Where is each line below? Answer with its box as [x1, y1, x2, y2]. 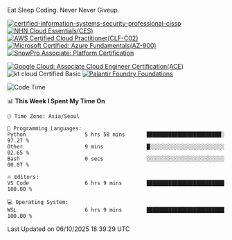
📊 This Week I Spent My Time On [7, 97, 105, 105]
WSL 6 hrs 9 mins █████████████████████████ [7, 207, 225, 214]
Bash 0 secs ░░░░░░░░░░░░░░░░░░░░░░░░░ [7, 155, 225, 162]
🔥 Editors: [7, 173, 39, 180]
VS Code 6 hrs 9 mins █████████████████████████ [7, 180, 225, 187]
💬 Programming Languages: [7, 125, 82, 132]
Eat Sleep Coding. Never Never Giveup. [7, 6, 120, 14]
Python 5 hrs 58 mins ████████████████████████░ [7, 131, 225, 138]
